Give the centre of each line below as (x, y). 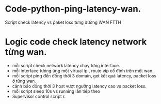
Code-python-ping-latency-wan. (73, 9)
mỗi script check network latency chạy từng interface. (66, 65)
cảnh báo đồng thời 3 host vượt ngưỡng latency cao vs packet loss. (79, 86)
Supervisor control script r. (39, 96)
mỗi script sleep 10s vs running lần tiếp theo (56, 91)
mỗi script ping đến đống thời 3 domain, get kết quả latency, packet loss (84, 75)
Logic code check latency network (76, 42)
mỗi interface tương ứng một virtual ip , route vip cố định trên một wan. (83, 71)
